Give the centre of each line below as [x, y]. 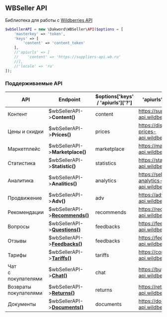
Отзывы [17, 240]
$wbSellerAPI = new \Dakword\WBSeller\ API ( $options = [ [64, 29]
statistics [106, 163]
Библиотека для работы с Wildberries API [49, 20]
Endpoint [70, 99]
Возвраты [19, 287]
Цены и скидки [26, 131]
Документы [22, 304]
